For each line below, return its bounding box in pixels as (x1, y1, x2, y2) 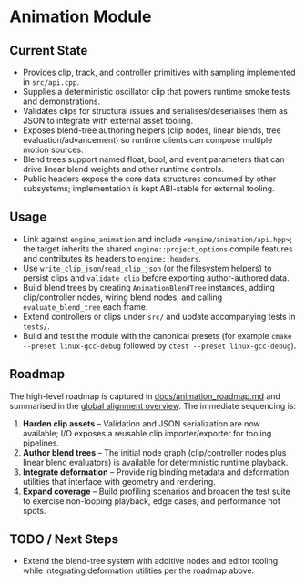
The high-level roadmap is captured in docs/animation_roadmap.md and (9, 390, 280, 402)
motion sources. (22, 144, 84, 155)
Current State (9, 43, 88, 58)
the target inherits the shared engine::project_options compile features (22, 243, 293, 254)
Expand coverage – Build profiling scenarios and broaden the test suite (22, 486, 290, 497)
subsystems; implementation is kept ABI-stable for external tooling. (22, 183, 275, 193)
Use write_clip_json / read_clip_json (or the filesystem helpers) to (22, 262, 272, 273)
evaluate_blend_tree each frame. (22, 301, 148, 312)
